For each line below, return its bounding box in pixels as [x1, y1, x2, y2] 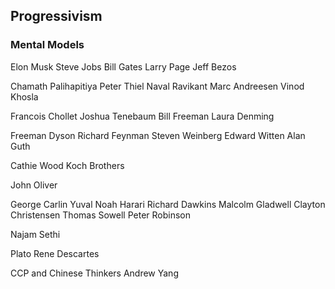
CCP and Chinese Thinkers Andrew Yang [10, 267, 179, 279]
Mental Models [10, 38, 85, 52]
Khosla [10, 90, 39, 103]
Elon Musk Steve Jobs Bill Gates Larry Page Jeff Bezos [10, 60, 237, 73]
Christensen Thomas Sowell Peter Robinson [10, 209, 192, 221]
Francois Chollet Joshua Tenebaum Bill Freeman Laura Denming [10, 110, 275, 122]
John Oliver [10, 179, 58, 191]
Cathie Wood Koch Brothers [10, 159, 125, 171]
